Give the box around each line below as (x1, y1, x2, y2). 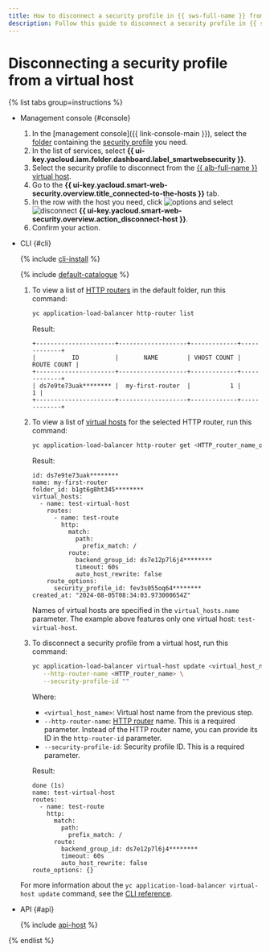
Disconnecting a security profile (8, 54, 228, 72)
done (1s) (31, 781, 66, 789)
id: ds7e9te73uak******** (31, 472, 119, 480)
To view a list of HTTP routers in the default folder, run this (31, 285, 227, 295)
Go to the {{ (31, 180, 72, 190)
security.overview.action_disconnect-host (31, 214, 178, 224)
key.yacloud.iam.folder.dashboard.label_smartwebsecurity (31, 155, 236, 164)
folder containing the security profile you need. (31, 138, 188, 147)
